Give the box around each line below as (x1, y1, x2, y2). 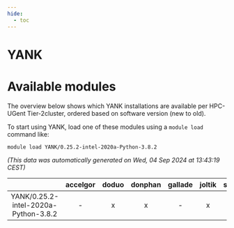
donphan (130, 179, 162, 189)
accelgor (65, 179, 96, 189)
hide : (7, 10, 23, 17)
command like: (7, 130, 49, 138)
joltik (199, 179, 217, 189)
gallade (168, 179, 194, 189)
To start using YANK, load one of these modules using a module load (7, 123, 203, 131)
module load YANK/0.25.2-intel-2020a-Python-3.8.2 (7, 144, 157, 151)
